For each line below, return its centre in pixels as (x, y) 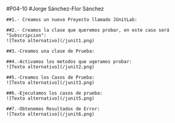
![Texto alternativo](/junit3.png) (50, 83)
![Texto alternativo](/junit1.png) (50, 41)
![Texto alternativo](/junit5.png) (50, 98)
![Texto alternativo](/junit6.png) (50, 114)
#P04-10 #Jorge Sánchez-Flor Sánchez (55, 9)
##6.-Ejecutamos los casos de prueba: (54, 93)
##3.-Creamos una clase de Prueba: (50, 51)
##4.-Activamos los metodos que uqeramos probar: (69, 62)
